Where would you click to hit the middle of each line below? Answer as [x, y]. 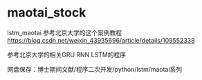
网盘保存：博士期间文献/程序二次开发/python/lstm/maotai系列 [95, 69]
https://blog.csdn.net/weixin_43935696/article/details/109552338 [101, 40]
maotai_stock [47, 13]
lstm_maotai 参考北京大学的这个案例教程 [65, 32]
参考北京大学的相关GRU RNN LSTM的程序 [67, 54]
